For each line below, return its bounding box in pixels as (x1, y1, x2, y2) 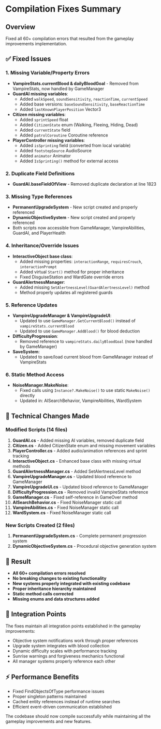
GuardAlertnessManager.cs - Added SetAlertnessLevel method (12, 468, 141, 474)
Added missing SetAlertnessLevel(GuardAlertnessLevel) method (19, 284, 149, 290)
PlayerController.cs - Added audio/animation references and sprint (12, 448, 147, 453)
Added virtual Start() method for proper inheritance (19, 269, 125, 275)
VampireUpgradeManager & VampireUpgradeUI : (12, 312, 112, 318)
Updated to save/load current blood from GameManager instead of (19, 354, 153, 360)
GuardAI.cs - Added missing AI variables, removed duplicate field (12, 437, 144, 443)
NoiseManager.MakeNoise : (12, 382, 69, 388)
